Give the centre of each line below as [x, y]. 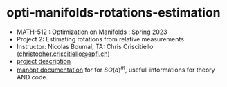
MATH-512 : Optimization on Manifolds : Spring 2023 [92, 32]
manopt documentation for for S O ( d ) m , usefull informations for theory [116, 69]
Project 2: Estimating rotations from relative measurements [100, 39]
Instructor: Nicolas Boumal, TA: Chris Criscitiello [85, 46]
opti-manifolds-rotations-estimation [113, 13]
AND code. [32, 77]
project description [43, 61]
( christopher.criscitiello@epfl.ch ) [63, 54]
